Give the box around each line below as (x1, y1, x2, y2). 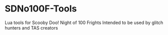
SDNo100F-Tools (5, 3, 77, 14)
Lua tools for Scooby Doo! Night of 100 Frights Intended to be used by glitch (5, 19, 163, 25)
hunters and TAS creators (5, 24, 58, 30)
